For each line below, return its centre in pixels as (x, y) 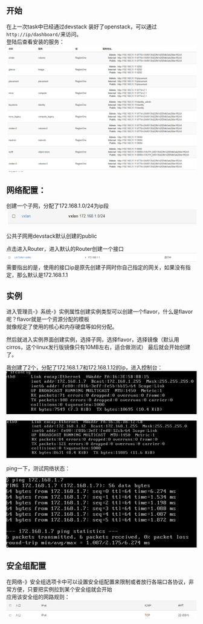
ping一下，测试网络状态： (38, 468)
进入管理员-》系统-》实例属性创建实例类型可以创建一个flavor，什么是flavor (100, 311)
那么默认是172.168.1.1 (42, 275)
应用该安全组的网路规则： (38, 597)
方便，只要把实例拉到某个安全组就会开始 (62, 589)
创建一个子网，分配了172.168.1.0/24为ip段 (58, 206)
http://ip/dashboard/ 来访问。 (44, 34)
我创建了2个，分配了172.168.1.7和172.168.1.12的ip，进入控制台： (85, 367)
